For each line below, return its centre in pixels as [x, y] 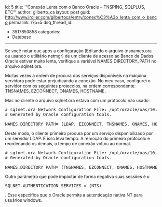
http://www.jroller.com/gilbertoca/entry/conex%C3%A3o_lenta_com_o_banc [81, 17]
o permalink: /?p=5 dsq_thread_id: [39, 22]
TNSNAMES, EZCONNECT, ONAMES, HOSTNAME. [55, 91]
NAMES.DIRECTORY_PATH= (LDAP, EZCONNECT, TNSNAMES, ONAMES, [78, 124]
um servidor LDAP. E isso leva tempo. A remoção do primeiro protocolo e [78, 138]
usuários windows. [24, 200]
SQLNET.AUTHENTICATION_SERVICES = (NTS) [54, 186]
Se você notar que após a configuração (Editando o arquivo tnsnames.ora [78, 51]
